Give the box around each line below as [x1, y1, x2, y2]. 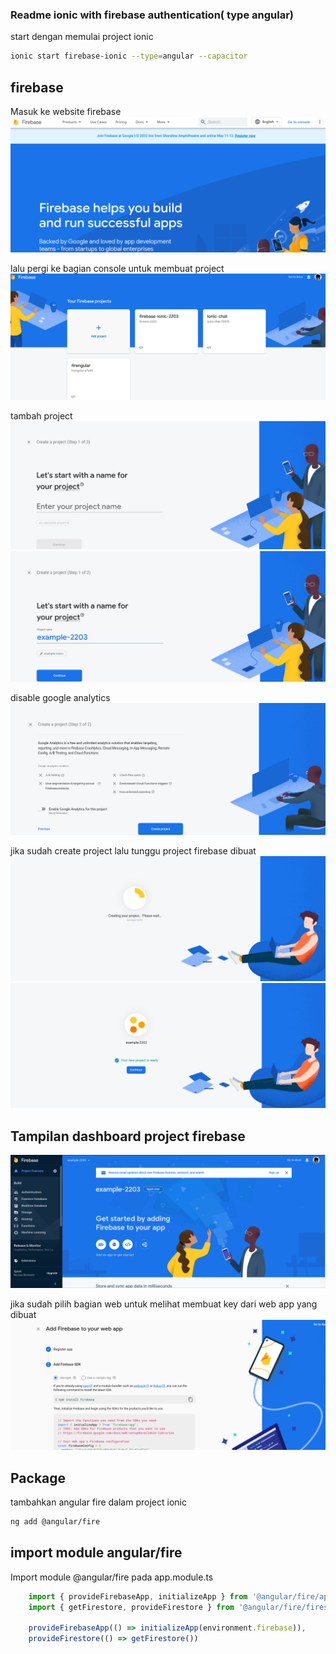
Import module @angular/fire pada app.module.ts [10, 1571, 214, 1583]
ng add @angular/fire [10, 1517, 101, 1527]
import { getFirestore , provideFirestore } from [28, 1602, 235, 1612]
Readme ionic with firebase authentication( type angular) [10, 8, 294, 22]
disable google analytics [10, 691, 111, 703]
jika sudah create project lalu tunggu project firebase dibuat [10, 845, 257, 857]
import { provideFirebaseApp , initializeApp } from [28, 1591, 248, 1602]
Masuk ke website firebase [10, 105, 122, 117]
